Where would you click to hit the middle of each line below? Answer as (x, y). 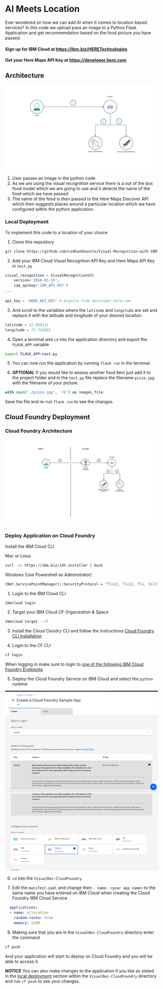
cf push (13, 947)
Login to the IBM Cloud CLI (39, 593)
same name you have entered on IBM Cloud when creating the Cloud (81, 893)
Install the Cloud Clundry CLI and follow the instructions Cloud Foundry (83, 631)
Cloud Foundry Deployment (48, 417)
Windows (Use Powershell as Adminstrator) (49, 575)
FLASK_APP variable (31, 344)
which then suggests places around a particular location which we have (84, 204)
